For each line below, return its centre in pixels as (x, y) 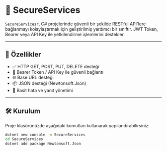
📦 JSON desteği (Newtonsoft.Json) (49, 83)
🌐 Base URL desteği (33, 77)
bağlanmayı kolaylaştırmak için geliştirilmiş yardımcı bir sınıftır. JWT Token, (82, 29)
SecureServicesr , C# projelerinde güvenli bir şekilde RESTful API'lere (76, 24)
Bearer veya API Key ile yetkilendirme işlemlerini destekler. (65, 34)
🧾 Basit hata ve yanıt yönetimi (42, 90)
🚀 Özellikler (23, 55)
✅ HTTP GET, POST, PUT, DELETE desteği (56, 66)
